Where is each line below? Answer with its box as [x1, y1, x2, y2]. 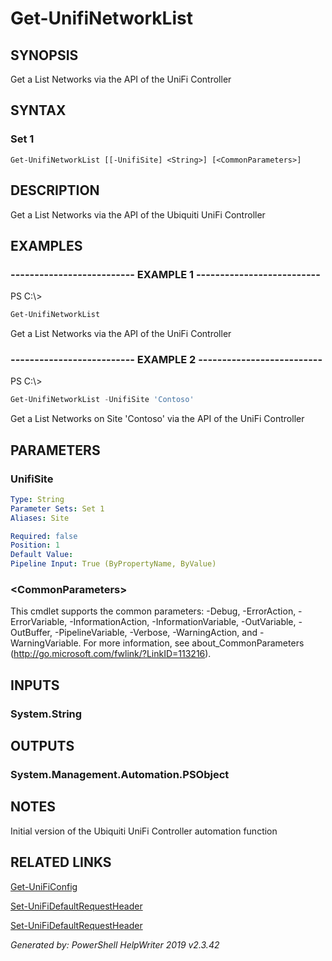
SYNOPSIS [10, 47, 79, 64]
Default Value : [10, 550, 74, 560]
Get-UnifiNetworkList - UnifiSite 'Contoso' [10, 395, 195, 405]
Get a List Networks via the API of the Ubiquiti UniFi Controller [10, 208, 266, 221]
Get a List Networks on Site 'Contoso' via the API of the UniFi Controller [10, 413, 305, 425]
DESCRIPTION [10, 182, 100, 199]
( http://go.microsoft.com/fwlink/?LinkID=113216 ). [10, 648, 212, 660]
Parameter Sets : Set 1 [10, 503, 105, 514]
